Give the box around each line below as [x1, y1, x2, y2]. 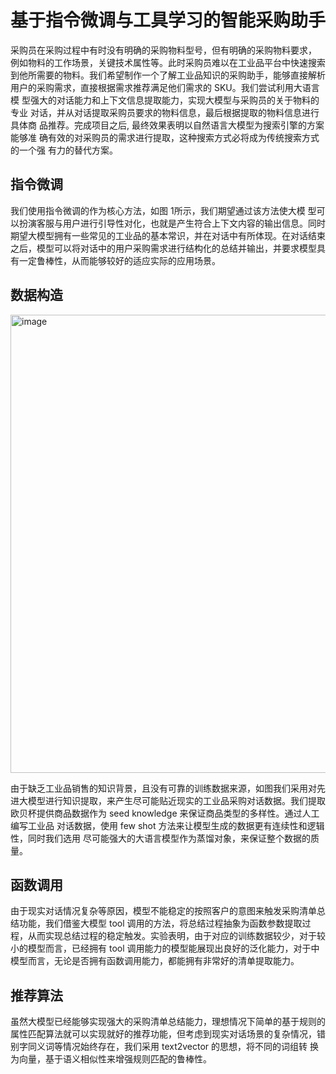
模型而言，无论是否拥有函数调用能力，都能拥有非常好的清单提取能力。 [10, 955, 300, 967]
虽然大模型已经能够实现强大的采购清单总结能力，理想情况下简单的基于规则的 [10, 1016, 326, 1028]
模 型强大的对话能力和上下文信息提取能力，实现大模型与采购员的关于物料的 [10, 94, 320, 106]
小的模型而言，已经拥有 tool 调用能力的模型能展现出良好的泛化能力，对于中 [10, 942, 320, 955]
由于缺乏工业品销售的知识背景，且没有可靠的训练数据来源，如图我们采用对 [10, 782, 317, 794]
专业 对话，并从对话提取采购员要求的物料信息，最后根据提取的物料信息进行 [10, 106, 320, 118]
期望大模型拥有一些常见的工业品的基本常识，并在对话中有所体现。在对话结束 [10, 229, 326, 241]
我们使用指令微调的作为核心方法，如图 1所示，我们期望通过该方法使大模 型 [10, 204, 317, 216]
